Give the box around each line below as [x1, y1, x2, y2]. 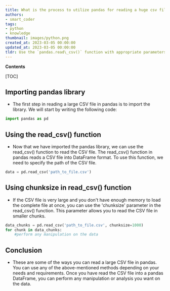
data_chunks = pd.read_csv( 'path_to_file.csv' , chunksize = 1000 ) [5, 222, 144, 227]
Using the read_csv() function [5, 130, 101, 139]
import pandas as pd [5, 117, 49, 122]
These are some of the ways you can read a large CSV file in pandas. [12, 259, 157, 265]
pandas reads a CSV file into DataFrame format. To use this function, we [12, 154, 163, 160]
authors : [5, 12, 24, 17]
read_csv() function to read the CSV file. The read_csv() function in [12, 149, 153, 155]
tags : [5, 21, 17, 27]
